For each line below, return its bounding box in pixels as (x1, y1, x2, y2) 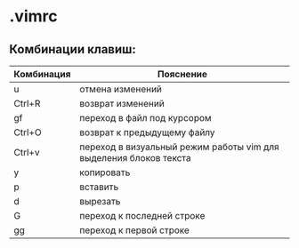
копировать (79, 166, 131, 179)
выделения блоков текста (79, 152, 191, 164)
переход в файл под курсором (79, 112, 212, 124)
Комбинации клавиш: (9, 42, 136, 57)
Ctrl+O (13, 126, 42, 139)
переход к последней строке (79, 210, 206, 221)
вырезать (79, 196, 121, 207)
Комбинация (13, 68, 71, 80)
